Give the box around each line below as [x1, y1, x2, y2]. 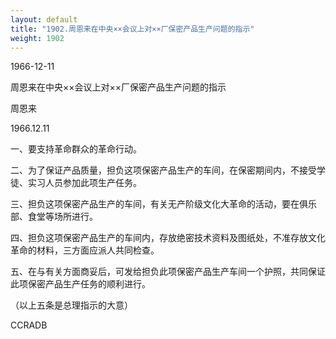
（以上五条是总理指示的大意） [10, 299, 133, 311]
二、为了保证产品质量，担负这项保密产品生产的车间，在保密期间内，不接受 [10, 164, 317, 176]
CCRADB [10, 319, 48, 331]
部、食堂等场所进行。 [10, 211, 98, 223]
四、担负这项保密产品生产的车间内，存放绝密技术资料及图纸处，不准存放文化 [10, 232, 326, 244]
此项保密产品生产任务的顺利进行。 [10, 278, 151, 290]
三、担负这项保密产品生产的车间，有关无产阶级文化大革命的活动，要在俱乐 [10, 198, 317, 210]
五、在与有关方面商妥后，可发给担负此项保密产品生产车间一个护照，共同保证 [10, 266, 326, 278]
